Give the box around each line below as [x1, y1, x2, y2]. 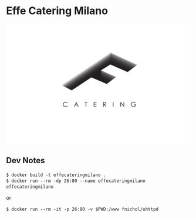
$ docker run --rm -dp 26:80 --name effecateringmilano [6, 178, 146, 184]
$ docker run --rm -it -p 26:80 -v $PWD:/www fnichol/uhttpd [6, 206, 159, 212]
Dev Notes [6, 156, 45, 166]
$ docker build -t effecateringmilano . [6, 172, 107, 178]
